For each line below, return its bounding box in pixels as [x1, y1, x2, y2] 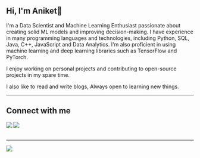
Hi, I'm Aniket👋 [6, 6, 62, 16]
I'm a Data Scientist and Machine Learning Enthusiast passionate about [6, 21, 181, 29]
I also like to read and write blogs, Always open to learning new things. [6, 83, 180, 90]
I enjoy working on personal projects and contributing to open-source [6, 65, 177, 72]
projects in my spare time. [6, 71, 70, 78]
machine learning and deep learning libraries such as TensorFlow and [6, 47, 177, 54]
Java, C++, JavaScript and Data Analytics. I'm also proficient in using [6, 41, 176, 48]
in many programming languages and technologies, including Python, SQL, [6, 34, 190, 42]
